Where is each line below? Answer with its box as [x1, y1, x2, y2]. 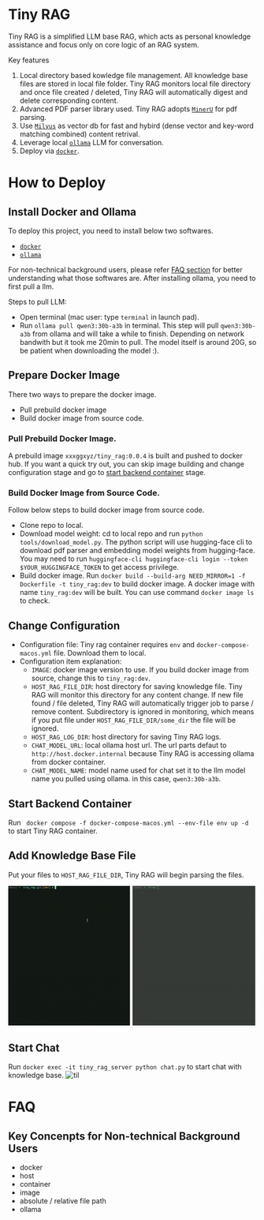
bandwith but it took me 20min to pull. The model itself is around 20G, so [19, 337, 257, 346]
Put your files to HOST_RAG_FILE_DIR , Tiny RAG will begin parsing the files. [8, 870, 244, 879]
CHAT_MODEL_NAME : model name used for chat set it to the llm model [31, 765, 246, 775]
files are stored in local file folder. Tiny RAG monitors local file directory [19, 79, 251, 88]
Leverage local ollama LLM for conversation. [19, 137, 164, 147]
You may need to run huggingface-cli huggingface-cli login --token [19, 554, 248, 563]
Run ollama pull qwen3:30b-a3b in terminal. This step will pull [19, 320, 219, 330]
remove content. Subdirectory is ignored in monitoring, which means [31, 707, 255, 717]
